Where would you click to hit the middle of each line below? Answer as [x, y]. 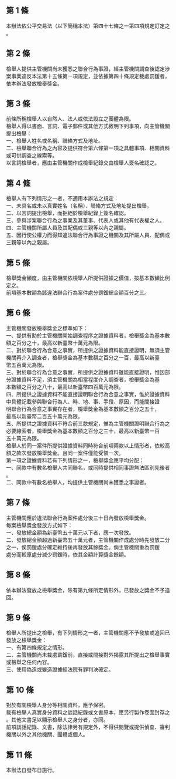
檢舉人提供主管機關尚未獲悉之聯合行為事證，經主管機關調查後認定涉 [88, 69]
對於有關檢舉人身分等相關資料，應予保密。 [57, 705]
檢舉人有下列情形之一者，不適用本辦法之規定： [62, 198]
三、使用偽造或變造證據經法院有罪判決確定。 [60, 670]
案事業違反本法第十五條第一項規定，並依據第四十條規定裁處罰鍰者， [88, 76]
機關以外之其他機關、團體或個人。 [47, 734]
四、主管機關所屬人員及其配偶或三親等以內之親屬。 [68, 228]
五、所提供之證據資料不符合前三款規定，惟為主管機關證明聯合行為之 [88, 423]
